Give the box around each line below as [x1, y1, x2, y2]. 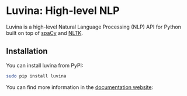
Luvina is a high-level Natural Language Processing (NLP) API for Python [6, 23, 181, 30]
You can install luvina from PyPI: [6, 62, 84, 69]
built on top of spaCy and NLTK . [6, 29, 84, 36]
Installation [6, 47, 48, 56]
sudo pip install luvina [6, 73, 67, 79]
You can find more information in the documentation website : [6, 83, 154, 91]
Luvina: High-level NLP [6, 4, 120, 17]
